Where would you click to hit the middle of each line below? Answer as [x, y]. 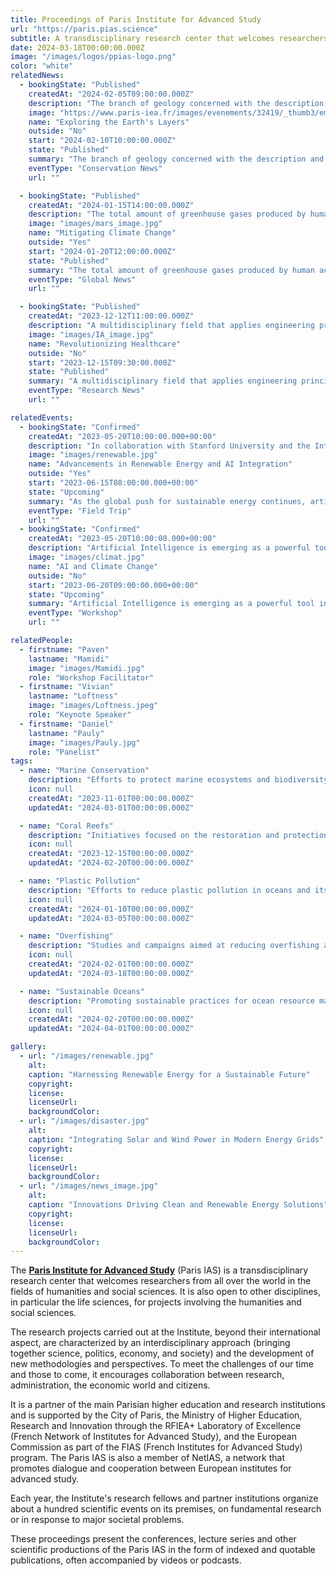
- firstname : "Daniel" [66, 724]
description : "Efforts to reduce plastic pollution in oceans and [169, 890]
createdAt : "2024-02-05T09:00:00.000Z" [111, 94]
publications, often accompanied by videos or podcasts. [126, 1560]
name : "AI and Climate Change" [93, 566]
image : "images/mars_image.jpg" [95, 224]
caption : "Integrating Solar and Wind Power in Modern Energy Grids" [176, 1139]
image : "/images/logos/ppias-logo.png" [93, 57]
